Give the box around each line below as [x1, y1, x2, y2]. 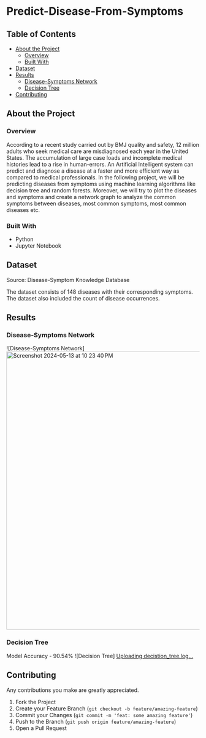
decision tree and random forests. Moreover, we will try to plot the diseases [6, 186, 197, 194]
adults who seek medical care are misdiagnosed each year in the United [6, 147, 189, 155]
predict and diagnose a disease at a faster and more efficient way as [6, 167, 180, 175]
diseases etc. [6, 206, 40, 213]
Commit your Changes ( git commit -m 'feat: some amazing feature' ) [15, 711, 193, 718]
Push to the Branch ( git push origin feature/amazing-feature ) [15, 718, 177, 725]
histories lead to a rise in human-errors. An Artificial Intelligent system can [6, 160, 194, 168]
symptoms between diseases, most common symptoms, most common [6, 200, 186, 207]
